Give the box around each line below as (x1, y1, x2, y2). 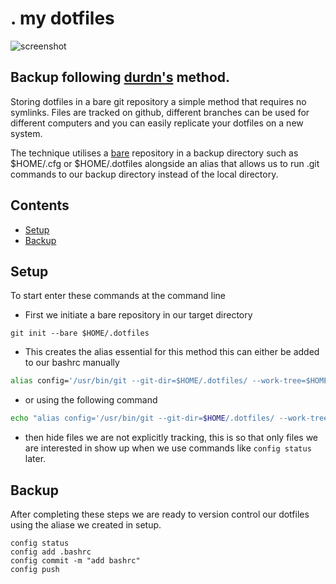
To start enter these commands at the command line (10, 290, 227, 302)
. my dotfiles (10, 7, 115, 30)
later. (24, 453, 47, 465)
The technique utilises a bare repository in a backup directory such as (10, 147, 299, 159)
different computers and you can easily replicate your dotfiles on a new (10, 117, 304, 129)
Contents (10, 197, 70, 214)
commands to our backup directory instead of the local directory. (10, 168, 279, 180)
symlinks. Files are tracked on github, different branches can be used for (10, 106, 310, 118)
